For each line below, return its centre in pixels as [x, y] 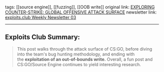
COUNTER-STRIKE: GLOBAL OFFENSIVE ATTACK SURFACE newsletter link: [81, 12]
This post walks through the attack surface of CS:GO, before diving [84, 49]
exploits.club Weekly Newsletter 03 [41, 17]
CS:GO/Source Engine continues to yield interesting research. [79, 64]
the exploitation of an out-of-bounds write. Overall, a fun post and [85, 59]
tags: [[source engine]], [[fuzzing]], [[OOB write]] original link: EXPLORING [80, 7]
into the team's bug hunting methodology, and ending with [76, 54]
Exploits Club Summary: [43, 37]
